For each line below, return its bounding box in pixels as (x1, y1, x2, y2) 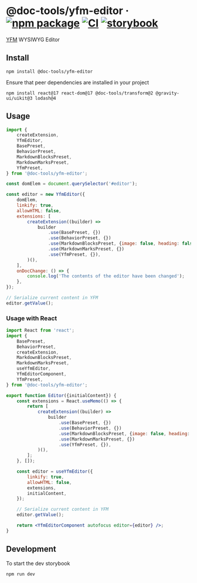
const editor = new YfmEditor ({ (6, 192, 85, 198)
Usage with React (6, 314, 57, 322)
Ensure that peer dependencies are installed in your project (6, 79, 150, 86)
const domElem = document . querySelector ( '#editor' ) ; (6, 181, 138, 187)
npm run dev (6, 571, 35, 577)
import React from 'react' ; (6, 327, 75, 334)
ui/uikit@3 (6, 95, 33, 101)
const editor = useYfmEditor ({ (16, 469, 93, 474)
